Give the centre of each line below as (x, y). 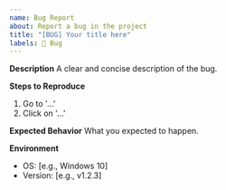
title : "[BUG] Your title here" (70, 34)
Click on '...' (44, 113)
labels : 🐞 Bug (36, 43)
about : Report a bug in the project (78, 26)
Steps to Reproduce (47, 86)
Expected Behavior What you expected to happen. (104, 131)
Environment (34, 148)
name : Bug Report (42, 18)
